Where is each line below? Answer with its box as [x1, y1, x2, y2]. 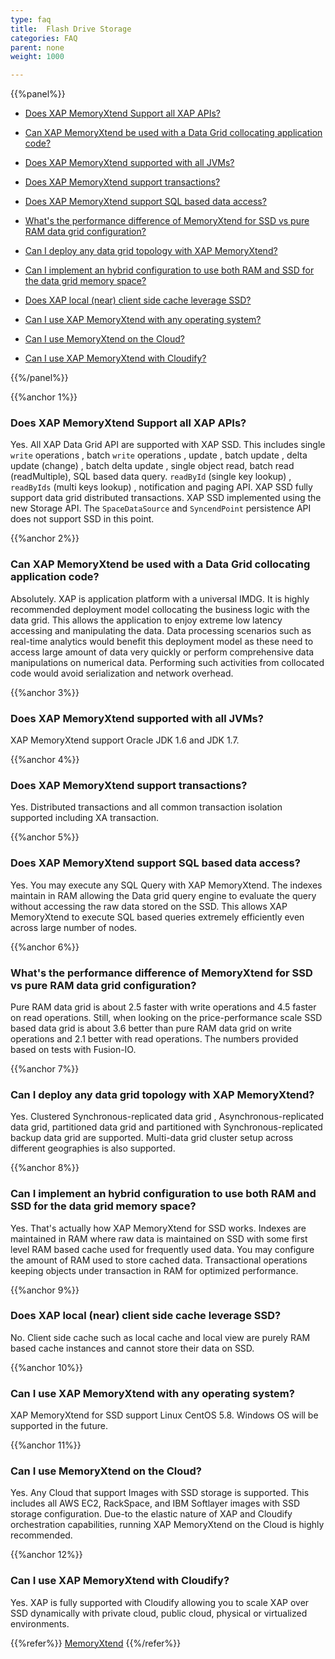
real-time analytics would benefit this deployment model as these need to [10, 635, 314, 647]
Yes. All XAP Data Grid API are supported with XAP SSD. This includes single [10, 439, 326, 451]
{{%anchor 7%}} [10, 1062, 80, 1075]
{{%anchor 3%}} [10, 686, 80, 698]
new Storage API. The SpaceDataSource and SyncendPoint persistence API [10, 502, 312, 515]
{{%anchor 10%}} [10, 1361, 83, 1373]
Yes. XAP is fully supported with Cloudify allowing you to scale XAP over [10, 1596, 310, 1608]
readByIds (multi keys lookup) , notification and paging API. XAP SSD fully [10, 481, 313, 493]
